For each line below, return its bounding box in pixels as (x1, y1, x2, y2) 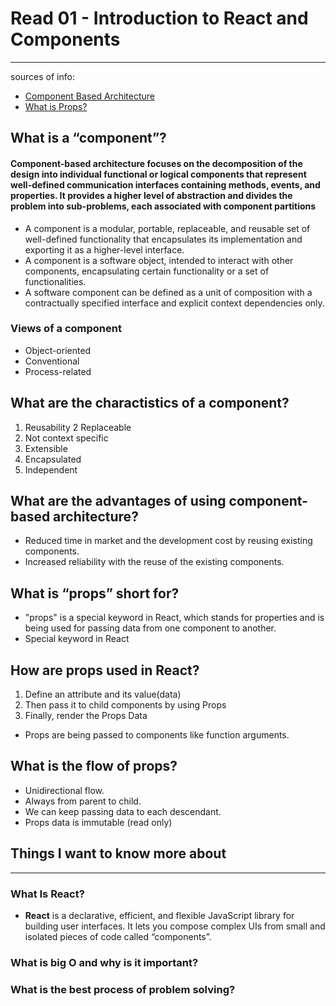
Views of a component (10, 322, 122, 336)
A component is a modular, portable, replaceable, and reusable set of (24, 222, 311, 234)
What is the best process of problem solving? (10, 982, 236, 996)
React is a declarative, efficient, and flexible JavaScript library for (24, 910, 295, 921)
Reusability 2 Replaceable (24, 421, 132, 433)
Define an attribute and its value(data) (24, 688, 182, 701)
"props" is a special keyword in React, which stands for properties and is (24, 612, 325, 624)
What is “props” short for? (10, 585, 180, 602)
